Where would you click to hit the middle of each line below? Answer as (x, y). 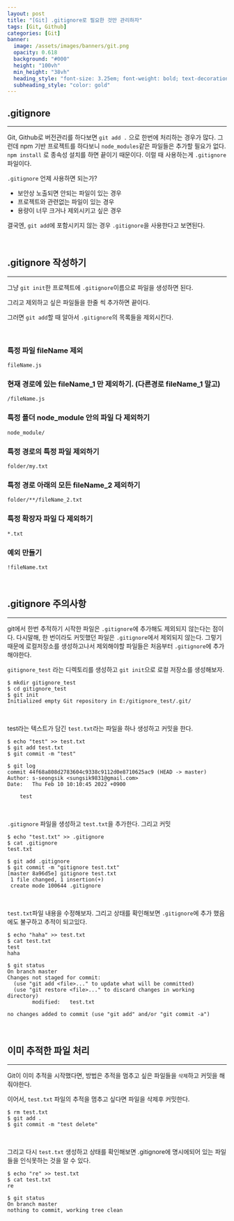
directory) (23, 996)
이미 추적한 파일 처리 (48, 1051)
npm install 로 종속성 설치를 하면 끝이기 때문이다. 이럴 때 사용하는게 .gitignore (117, 155)
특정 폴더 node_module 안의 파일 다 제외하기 (79, 417)
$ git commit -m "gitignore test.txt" (63, 867)
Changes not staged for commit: (54, 977)
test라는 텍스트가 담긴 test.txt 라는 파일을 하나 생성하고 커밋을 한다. (100, 728)
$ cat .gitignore (32, 843)
